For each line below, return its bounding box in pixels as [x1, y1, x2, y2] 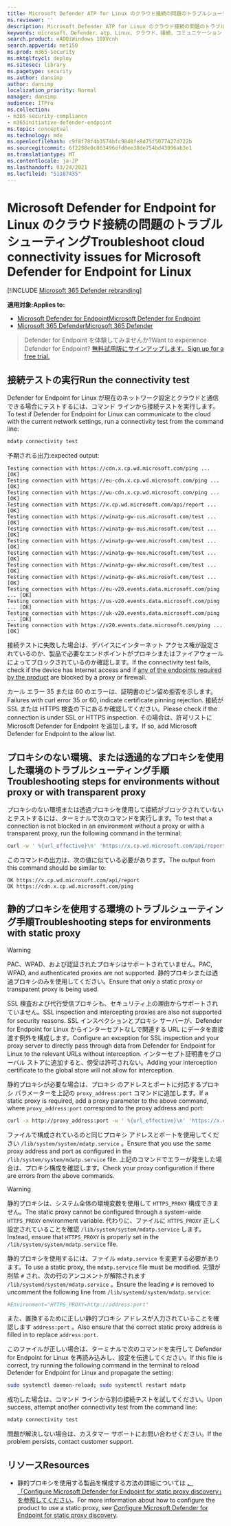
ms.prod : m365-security [7, 49, 76, 56]
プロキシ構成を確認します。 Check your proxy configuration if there [25, 1163, 215, 1172]
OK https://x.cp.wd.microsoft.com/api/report [7, 877, 140, 884]
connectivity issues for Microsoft [7, 249, 201, 265]
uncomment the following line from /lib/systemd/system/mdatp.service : [7, 1288, 211, 1296]
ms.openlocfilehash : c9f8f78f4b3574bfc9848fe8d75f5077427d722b [7, 139, 192, 145]
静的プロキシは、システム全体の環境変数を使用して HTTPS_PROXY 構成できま [7, 1199, 219, 1207]
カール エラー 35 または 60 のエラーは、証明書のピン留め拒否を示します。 [7, 687, 217, 696]
